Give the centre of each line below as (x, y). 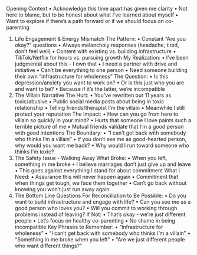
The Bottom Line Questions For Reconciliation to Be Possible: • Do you (101, 195)
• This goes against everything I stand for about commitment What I (97, 170)
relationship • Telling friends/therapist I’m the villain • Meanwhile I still (99, 108)
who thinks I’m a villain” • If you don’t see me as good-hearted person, (101, 139)
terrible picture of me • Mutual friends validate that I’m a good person (99, 127)
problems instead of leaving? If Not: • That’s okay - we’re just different (100, 214)
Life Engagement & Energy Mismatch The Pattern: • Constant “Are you (100, 39)
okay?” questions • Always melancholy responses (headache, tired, (97, 45)
